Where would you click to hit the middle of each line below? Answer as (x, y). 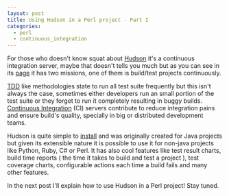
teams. (17, 123)
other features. (28, 173)
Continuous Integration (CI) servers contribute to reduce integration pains (111, 108)
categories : (24, 26)
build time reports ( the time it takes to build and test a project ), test (103, 158)
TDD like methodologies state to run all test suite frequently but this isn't (109, 86)
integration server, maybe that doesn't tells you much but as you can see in (113, 66)
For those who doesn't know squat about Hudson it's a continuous (101, 58)
